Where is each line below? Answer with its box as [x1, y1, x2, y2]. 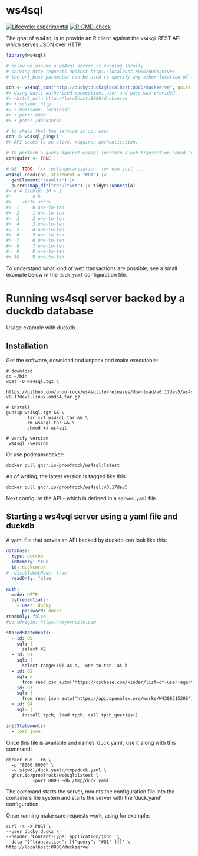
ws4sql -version [8, 440, 49, 446]
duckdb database [6, 304, 94, 317]
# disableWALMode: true [6, 570, 67, 576]
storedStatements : [6, 630, 51, 635]
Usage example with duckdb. [6, 323, 77, 331]
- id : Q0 [11, 635, 33, 641]
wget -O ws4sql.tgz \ [6, 378, 60, 384]
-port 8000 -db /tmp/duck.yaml [32, 777, 110, 783]
